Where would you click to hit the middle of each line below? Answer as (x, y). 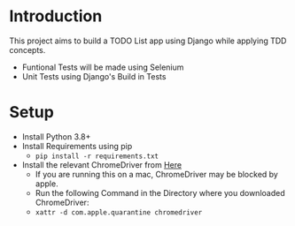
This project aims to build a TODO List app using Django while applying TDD (148, 41)
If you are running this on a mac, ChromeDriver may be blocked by (157, 174)
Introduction (56, 16)
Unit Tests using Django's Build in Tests (94, 76)
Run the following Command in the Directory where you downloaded (160, 192)
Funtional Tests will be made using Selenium (103, 67)
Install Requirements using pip (77, 146)
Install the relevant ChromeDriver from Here (102, 164)
